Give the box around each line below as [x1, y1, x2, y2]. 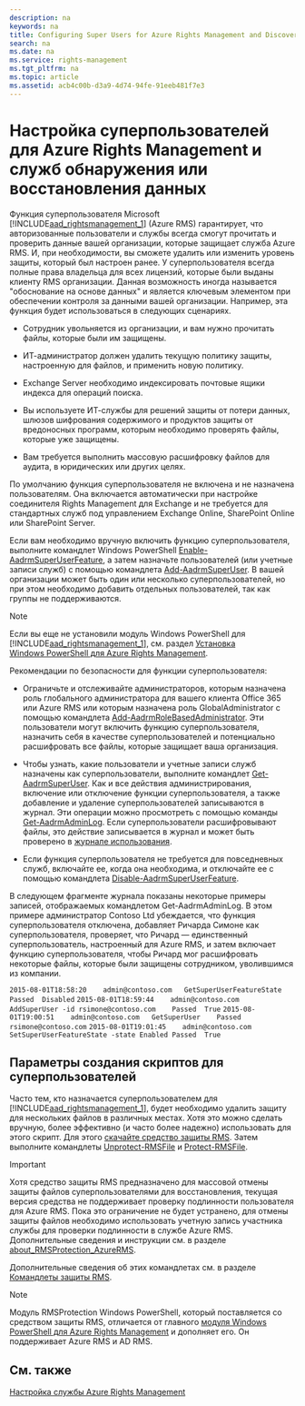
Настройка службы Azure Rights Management [9, 1387, 186, 1398]
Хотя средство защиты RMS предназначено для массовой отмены [9, 1177, 270, 1188]
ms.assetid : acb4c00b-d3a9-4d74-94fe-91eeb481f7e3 [9, 81, 205, 90]
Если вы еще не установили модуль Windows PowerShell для [9, 628, 246, 639]
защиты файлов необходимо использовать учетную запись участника [9, 1216, 283, 1227]
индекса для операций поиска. [22, 387, 143, 398]
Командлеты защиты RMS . [9, 1271, 113, 1283]
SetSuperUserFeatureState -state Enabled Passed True [9, 1030, 221, 1039]
